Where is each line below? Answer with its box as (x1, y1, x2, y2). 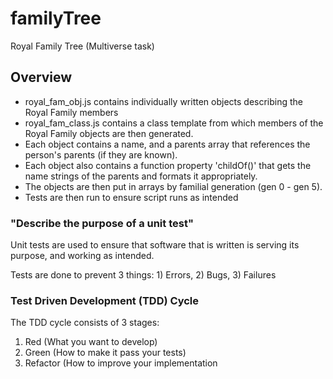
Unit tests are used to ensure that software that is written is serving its (10, 239, 300, 251)
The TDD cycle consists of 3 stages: (10, 317, 160, 329)
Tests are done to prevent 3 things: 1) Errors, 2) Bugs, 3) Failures (10, 269, 277, 281)
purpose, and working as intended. (10, 250, 155, 262)
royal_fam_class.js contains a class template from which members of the (24, 117, 324, 129)
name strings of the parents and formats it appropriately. (24, 170, 258, 182)
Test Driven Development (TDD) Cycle (10, 293, 200, 307)
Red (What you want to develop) (24, 336, 158, 348)
